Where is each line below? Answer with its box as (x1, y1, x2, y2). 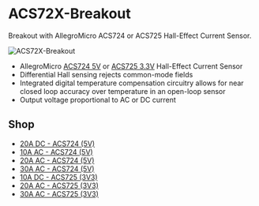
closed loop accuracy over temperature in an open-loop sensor (19, 86, 227, 96)
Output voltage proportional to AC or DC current (19, 95, 176, 104)
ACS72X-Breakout (8, 5, 132, 23)
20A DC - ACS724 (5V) (19, 139, 96, 148)
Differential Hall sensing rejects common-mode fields (19, 69, 193, 79)
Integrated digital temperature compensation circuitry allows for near (19, 78, 244, 88)
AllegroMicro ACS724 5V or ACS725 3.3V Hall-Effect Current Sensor (19, 61, 243, 71)
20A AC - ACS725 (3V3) (19, 181, 99, 190)
